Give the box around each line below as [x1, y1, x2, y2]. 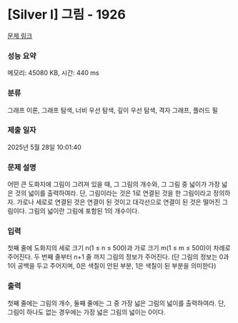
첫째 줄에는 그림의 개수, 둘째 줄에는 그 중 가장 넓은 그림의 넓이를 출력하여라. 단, [7, 299, 227, 307]
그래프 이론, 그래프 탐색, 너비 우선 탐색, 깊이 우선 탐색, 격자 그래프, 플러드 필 [7, 106, 218, 114]
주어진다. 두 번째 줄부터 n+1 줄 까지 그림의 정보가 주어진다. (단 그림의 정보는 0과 [7, 252, 229, 261]
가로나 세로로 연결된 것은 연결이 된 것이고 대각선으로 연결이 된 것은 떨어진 [16, 198, 221, 207]
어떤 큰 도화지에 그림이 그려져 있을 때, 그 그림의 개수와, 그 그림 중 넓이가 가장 [7, 180, 220, 189]
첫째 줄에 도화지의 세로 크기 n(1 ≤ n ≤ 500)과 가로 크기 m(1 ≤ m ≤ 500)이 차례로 [7, 244, 231, 252]
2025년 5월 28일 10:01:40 [7, 143, 82, 151]
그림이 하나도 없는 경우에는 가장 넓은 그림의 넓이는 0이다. [7, 307, 166, 316]
